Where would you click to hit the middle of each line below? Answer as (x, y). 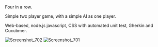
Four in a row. (19, 7)
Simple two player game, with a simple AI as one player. (61, 16)
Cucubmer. (16, 30)
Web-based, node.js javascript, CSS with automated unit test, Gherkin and (79, 25)
